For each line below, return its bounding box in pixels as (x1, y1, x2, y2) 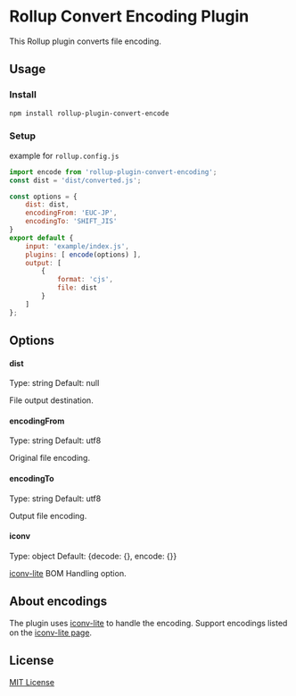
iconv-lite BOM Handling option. (9, 567, 127, 578)
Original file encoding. (9, 453, 91, 464)
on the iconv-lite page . (9, 627, 92, 638)
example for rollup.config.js (9, 150, 119, 161)
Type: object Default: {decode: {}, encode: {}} (9, 550, 177, 561)
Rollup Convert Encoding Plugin (9, 6, 250, 27)
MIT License (9, 676, 55, 687)
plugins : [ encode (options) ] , (25, 250, 142, 259)
